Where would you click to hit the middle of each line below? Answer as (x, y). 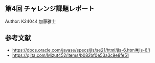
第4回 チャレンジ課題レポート (50, 9)
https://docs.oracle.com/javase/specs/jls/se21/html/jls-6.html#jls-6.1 (81, 50)
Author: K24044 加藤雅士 (31, 21)
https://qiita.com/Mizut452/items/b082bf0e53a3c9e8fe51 (70, 55)
